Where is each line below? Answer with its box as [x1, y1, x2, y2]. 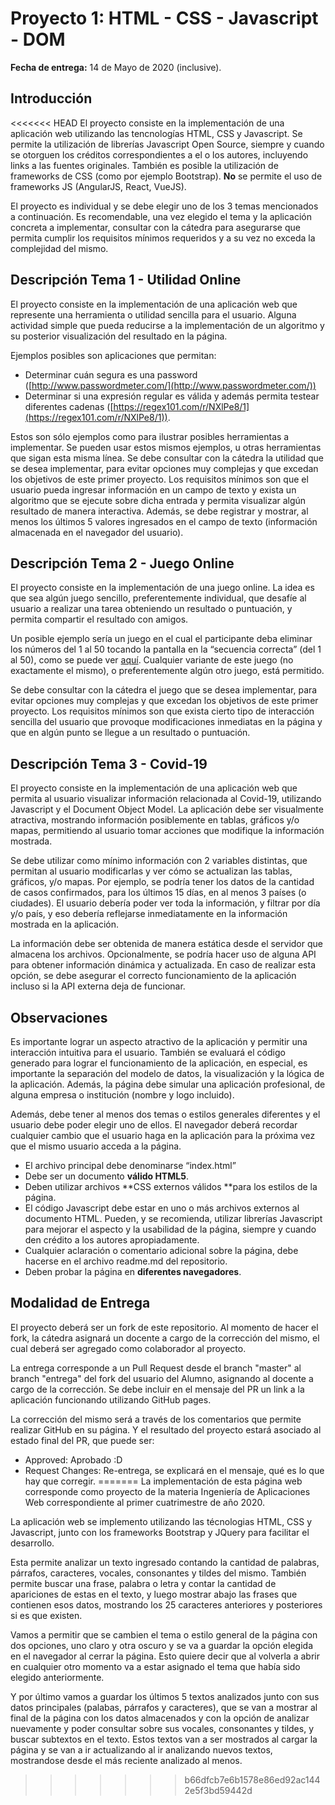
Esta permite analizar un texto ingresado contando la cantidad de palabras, [10, 1556, 320, 1568]
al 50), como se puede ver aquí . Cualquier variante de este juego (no [10, 654, 294, 666]
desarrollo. [10, 1537, 55, 1549]
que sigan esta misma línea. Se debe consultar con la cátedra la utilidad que [10, 452, 325, 464]
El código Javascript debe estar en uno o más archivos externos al [24, 1202, 300, 1214]
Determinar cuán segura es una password [24, 368, 198, 381]
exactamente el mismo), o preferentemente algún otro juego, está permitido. [10, 665, 325, 677]
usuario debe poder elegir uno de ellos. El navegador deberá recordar [10, 1119, 298, 1131]
